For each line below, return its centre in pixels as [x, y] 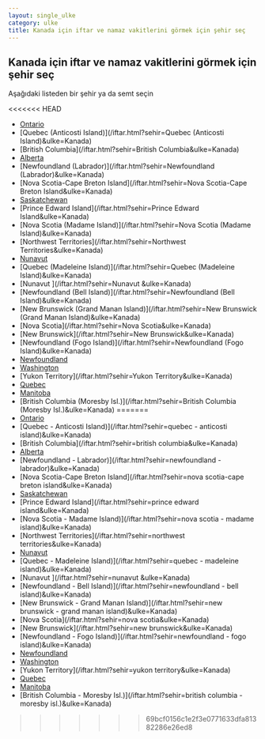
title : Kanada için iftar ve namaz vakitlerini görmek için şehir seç [127, 30]
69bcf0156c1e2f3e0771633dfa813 [201, 719]
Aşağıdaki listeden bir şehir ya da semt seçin [81, 94]
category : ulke [33, 23]
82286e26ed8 [169, 727]
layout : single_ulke [42, 15]
